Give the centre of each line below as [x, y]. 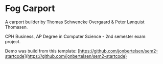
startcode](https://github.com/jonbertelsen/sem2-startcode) [66, 56]
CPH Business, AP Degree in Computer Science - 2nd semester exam [75, 36]
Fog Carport [30, 8]
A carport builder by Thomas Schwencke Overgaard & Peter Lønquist [75, 22]
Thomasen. [16, 27]
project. [13, 41]
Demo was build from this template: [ [42, 51]
